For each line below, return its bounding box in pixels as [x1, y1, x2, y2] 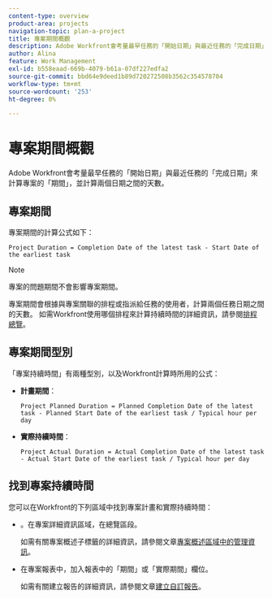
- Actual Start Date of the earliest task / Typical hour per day [19, 454, 250, 463]
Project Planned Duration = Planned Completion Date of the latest [19, 402, 253, 410]
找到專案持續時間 [8, 479, 94, 493]
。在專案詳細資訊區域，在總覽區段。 [19, 519, 142, 529]
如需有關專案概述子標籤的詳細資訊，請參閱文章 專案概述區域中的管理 [19, 536, 248, 546]
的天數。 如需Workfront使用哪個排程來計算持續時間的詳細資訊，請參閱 [8, 310, 244, 319]
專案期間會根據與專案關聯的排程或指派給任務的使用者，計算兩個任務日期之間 [8, 299, 265, 309]
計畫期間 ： [19, 385, 57, 395]
